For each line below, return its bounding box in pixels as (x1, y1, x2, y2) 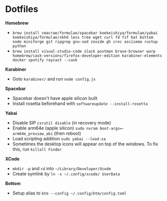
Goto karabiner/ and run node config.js (12, 76, 96, 82)
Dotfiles (5, 3, 38, 15)
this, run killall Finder (12, 146, 62, 152)
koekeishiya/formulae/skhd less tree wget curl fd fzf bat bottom (12, 35, 154, 40)
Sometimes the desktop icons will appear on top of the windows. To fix (12, 141, 159, 147)
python (12, 43, 26, 48)
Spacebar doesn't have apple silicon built (12, 95, 98, 101)
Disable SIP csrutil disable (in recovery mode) (12, 119, 111, 125)
